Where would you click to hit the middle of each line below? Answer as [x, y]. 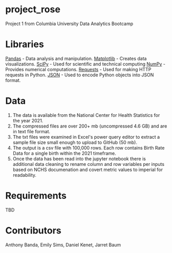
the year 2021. [28, 120]
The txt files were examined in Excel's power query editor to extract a [86, 137]
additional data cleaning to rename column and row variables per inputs [89, 164]
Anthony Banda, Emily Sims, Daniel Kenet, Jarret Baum [63, 245]
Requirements [36, 196]
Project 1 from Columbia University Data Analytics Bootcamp [69, 24]
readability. [25, 175]
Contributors [33, 230]
